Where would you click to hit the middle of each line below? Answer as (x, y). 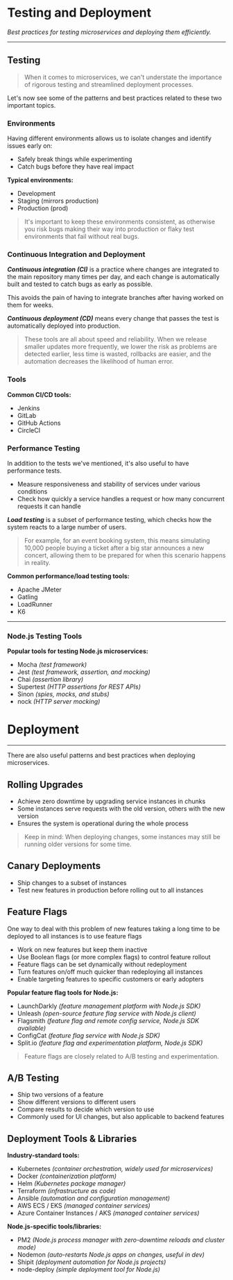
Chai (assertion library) (50, 680)
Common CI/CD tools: (39, 394)
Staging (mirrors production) (58, 201)
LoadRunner (35, 604)
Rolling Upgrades (45, 785)
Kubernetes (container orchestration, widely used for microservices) (115, 1169)
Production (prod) (43, 208)
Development (36, 194)
